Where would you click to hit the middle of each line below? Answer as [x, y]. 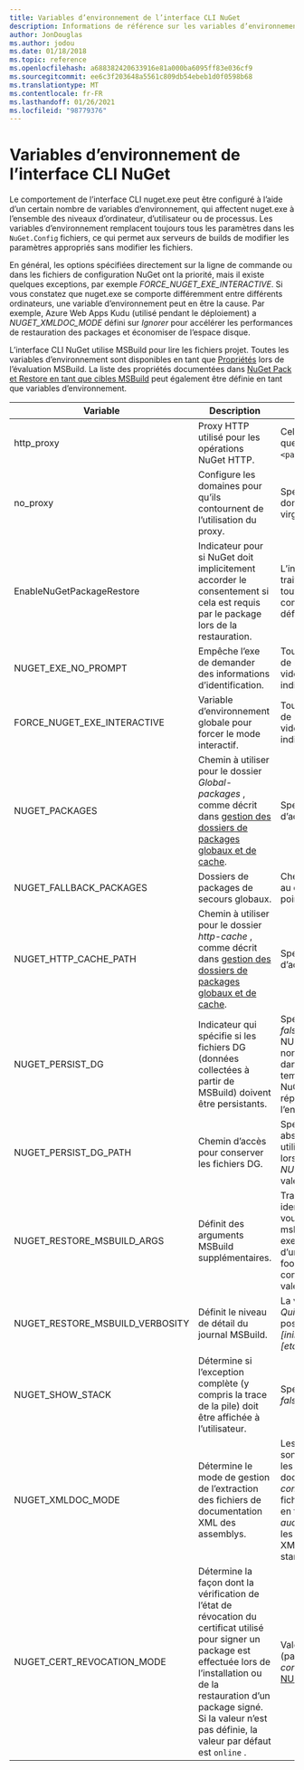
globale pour [225, 722]
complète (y [223, 1383]
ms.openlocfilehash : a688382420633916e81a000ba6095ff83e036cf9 [131, 69]
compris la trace [233, 1395]
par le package [230, 614]
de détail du [223, 1324]
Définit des [221, 1224]
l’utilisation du [227, 520]
